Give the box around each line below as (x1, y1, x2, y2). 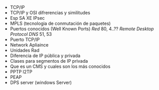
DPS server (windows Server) (10, 79, 72, 85)
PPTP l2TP (10, 69, 33, 75)
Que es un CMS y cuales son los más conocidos (10, 63, 111, 69)
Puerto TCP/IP (10, 36, 40, 42)
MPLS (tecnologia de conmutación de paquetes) (10, 20, 111, 26)
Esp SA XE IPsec (10, 15, 45, 21)
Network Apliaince (10, 42, 49, 48)
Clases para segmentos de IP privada (10, 58, 88, 64)
